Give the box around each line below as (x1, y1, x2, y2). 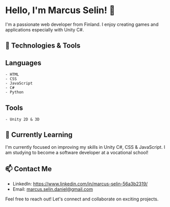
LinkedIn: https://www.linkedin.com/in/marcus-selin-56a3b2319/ (12, 181, 148, 187)
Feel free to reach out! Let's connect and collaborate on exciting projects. (5, 196, 159, 202)
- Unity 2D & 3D (5, 116, 40, 122)
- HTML (5, 72, 19, 77)
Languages (5, 58, 42, 67)
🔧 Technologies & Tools (5, 42, 81, 50)
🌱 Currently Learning (5, 131, 73, 139)
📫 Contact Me (5, 164, 52, 174)
